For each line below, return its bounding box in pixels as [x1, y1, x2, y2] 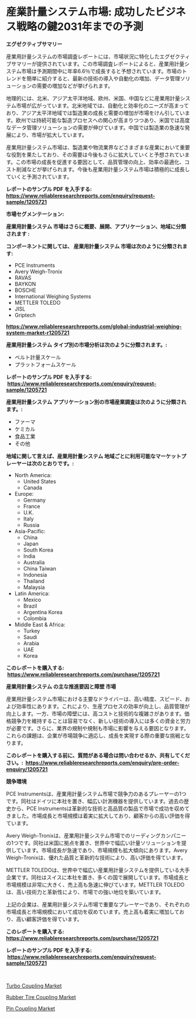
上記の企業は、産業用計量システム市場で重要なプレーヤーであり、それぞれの [6, 901, 190, 908]
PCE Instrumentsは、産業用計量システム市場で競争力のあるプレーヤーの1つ [6, 790, 187, 797]
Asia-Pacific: [14, 527, 46, 534]
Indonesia [23, 571, 47, 578]
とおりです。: [42, 459, 74, 467]
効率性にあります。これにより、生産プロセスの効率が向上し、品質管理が [16, 703, 190, 710]
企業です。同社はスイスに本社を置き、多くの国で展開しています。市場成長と [6, 874, 189, 881]
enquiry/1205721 [6, 765, 48, 772]
